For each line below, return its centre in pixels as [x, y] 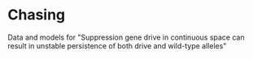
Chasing [37, 15]
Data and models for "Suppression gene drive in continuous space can [126, 37]
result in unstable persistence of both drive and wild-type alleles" [117, 45]
